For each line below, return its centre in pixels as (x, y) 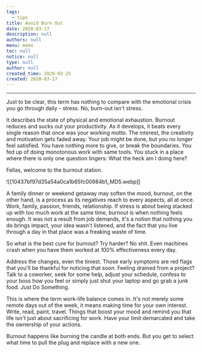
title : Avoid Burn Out (35, 23)
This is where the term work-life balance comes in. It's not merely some (95, 299)
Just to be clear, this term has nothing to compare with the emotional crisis (99, 102)
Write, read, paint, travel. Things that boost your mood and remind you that (99, 312)
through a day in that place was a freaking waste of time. (77, 232)
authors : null (24, 40)
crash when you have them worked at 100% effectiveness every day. (92, 250)
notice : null (23, 57)
